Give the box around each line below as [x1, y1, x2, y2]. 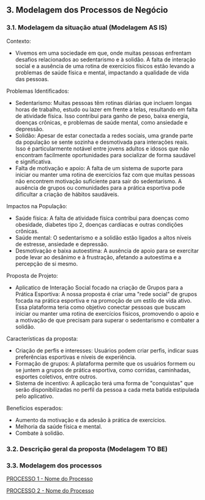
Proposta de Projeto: [6, 271, 58, 279]
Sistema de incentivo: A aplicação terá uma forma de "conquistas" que [15, 379, 194, 386]
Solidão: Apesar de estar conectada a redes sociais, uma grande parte [15, 131, 193, 139]
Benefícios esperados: [6, 404, 63, 412]
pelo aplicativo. [15, 393, 54, 400]
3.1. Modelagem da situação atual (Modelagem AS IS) [6, 23, 168, 32]
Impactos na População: [6, 202, 67, 209]
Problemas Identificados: [6, 87, 69, 95]
